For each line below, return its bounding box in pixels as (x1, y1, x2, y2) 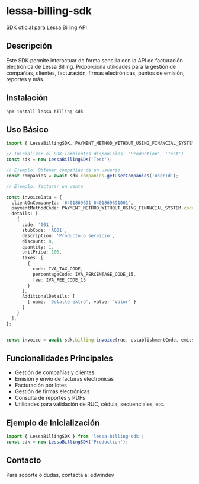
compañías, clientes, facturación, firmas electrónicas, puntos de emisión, (6, 69, 185, 77)
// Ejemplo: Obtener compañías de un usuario (6, 167, 120, 173)
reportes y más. (6, 75, 44, 82)
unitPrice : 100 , (21, 249, 62, 256)
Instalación (6, 93, 49, 103)
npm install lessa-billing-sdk (6, 109, 84, 114)
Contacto (6, 456, 41, 466)
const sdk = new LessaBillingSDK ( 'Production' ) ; (6, 439, 129, 445)
